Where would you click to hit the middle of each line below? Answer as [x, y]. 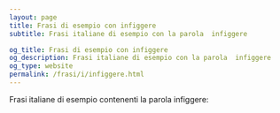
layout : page [33, 17]
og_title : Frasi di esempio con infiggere [89, 49]
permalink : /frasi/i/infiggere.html [77, 75]
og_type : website [41, 66]
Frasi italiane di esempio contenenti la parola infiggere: [109, 99]
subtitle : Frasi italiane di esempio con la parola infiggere [128, 34]
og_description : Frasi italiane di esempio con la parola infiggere [140, 58]
